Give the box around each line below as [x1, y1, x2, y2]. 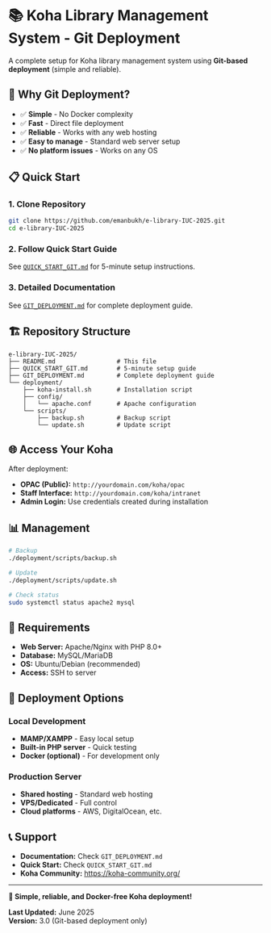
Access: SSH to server [19, 667, 97, 678]
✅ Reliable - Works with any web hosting [19, 127, 157, 137]
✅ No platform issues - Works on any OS [19, 145, 159, 155]
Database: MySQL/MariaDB [19, 651, 113, 660]
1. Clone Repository [8, 199, 86, 210]
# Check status [8, 591, 60, 599]
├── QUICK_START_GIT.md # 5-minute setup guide [8, 364, 197, 372]
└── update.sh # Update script [37, 420, 172, 429]
